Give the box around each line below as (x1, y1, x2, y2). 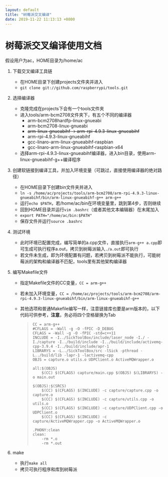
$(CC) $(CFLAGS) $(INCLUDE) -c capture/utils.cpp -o (42, 397, 154, 402)
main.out (37, 375, 55, 380)
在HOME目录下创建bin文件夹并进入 (20, 184, 93, 190)
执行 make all (20, 460, 47, 466)
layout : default (5, 7, 39, 13)
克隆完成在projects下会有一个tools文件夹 (20, 106, 104, 112)
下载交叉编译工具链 (12, 68, 53, 74)
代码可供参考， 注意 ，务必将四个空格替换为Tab (20, 312, 116, 318)
